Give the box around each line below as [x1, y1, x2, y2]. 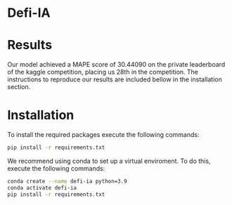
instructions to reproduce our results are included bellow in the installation [7, 75, 223, 84]
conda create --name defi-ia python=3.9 [7, 178, 128, 185]
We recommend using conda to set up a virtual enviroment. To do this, [7, 157, 211, 165]
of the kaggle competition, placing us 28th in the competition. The [7, 68, 199, 77]
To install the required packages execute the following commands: [7, 131, 200, 139]
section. [7, 83, 31, 91]
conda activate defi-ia [7, 184, 77, 191]
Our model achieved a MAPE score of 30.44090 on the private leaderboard [7, 60, 226, 69]
